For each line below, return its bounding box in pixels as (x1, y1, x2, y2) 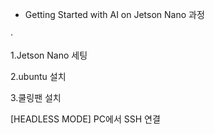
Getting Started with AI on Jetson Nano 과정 (24, 9, 205, 20)
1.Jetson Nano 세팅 (10, 49, 88, 61)
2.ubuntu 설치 (10, 71, 67, 82)
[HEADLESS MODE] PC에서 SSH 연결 (10, 113, 161, 125)
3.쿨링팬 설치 (10, 92, 62, 103)
